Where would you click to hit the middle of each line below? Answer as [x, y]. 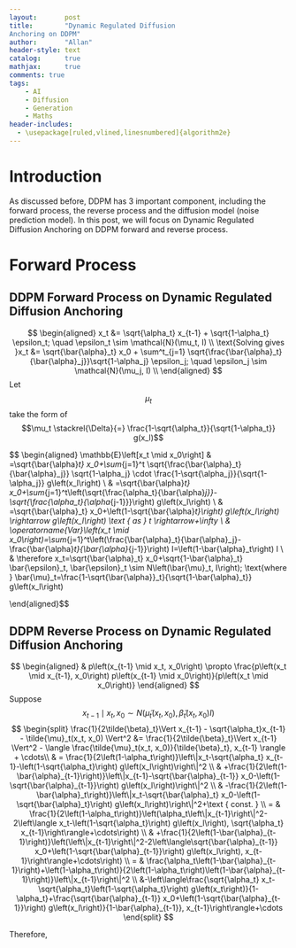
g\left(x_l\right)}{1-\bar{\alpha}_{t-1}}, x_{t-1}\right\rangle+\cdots [166, 908]
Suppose [26, 699]
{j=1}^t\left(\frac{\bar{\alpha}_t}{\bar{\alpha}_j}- [153, 539]
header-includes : [41, 125]
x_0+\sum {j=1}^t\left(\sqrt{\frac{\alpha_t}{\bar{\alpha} [107, 492]
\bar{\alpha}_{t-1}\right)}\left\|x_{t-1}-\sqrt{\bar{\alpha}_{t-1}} [128, 776]
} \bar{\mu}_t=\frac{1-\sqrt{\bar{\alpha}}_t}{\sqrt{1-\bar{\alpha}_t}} [131, 577]
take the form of [38, 414]
